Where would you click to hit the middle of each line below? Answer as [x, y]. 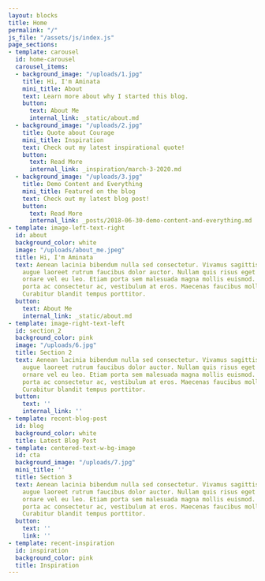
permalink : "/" [33, 30]
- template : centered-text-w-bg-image [72, 448]
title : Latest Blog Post [56, 441]
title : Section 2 [44, 353]
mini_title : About [52, 89]
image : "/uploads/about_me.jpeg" [70, 250]
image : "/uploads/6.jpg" [56, 345]
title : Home [28, 23]
